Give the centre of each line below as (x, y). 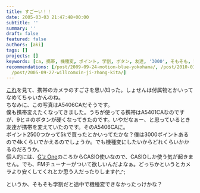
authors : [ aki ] (25, 45)
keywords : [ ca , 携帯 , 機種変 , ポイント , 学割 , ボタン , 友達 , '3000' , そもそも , (99, 61)
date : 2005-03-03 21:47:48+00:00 (48, 17)
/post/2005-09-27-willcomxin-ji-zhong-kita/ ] (69, 72)
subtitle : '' (22, 23)
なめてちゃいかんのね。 (35, 97)
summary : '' (21, 28)
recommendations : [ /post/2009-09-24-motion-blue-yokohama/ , (82, 67)
